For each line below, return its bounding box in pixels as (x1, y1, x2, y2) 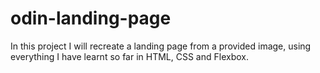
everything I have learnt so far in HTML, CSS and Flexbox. (10, 50, 249, 62)
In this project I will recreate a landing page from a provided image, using (10, 40, 312, 52)
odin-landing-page (10, 7, 172, 30)
